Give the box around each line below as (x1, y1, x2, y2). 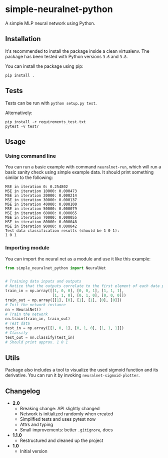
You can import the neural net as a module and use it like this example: (5, 255, 151, 262)
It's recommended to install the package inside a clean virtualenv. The (5, 48, 150, 54)
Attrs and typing (19, 421, 53, 428)
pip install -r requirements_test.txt (5, 119, 86, 124)
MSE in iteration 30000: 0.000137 (5, 198, 77, 203)
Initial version (19, 448, 47, 454)
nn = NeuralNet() (5, 307, 41, 312)
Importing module (5, 244, 50, 251)
